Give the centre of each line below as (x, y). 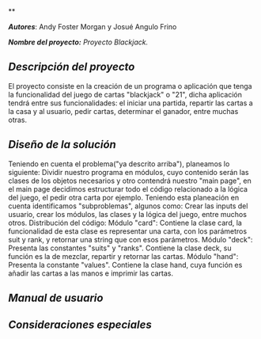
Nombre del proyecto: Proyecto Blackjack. (78, 42)
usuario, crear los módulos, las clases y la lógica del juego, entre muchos (128, 214)
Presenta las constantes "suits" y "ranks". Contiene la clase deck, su (120, 248)
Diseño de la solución (62, 145)
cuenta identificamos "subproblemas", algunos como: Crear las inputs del (128, 206)
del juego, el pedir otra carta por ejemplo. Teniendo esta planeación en (124, 197)
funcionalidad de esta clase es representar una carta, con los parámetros (128, 231)
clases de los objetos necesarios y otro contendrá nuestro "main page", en (130, 181)
